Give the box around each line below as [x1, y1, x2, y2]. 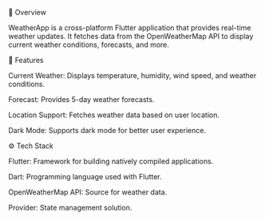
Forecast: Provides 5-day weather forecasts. [8, 95, 155, 104]
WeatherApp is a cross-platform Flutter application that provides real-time [8, 23, 251, 32]
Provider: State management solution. [8, 203, 132, 212]
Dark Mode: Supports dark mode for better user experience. [8, 126, 206, 135]
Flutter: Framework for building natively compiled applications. [8, 156, 214, 166]
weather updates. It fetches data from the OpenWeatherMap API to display [8, 32, 254, 41]
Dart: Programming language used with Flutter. [8, 172, 162, 181]
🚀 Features [8, 56, 44, 65]
